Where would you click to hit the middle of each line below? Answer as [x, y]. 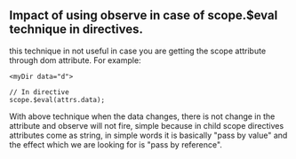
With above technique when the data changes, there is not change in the [142, 116]
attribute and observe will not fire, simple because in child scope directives [147, 125]
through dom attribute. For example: [75, 60]
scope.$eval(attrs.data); [57, 99]
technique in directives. [76, 30]
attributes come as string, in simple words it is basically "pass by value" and [148, 135]
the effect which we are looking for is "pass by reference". [116, 144]
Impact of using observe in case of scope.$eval [144, 16]
